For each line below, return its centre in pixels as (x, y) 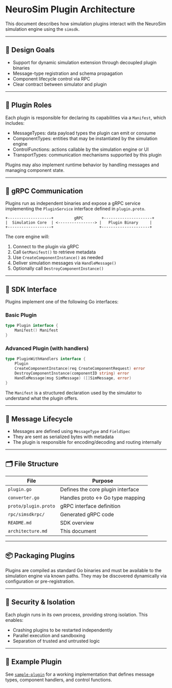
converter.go (24, 498)
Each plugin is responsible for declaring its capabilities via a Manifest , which (86, 117)
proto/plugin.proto (31, 506)
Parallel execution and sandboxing (49, 635)
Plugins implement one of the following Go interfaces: (62, 302)
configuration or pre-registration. (40, 581)
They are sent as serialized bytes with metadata (63, 437)
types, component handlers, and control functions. (59, 680)
